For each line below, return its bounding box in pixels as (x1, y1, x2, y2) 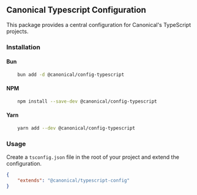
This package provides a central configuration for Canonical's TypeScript (6, 21, 191, 28)
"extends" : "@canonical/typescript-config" (17, 177, 130, 184)
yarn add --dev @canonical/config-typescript (17, 125, 136, 131)
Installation (6, 43, 41, 51)
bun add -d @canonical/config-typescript (17, 72, 124, 78)
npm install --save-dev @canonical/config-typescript (17, 98, 157, 105)
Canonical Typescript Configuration (6, 5, 147, 15)
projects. (6, 28, 29, 35)
